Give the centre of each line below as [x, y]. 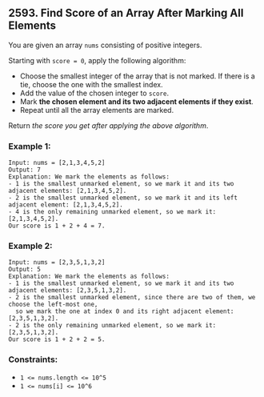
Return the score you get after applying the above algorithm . [108, 125]
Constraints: [33, 359]
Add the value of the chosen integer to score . [94, 93]
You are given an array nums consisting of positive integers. [105, 45]
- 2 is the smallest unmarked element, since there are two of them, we [132, 298]
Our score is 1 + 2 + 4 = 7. [57, 226]
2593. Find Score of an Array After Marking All [126, 13]
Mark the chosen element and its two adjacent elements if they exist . [136, 101]
